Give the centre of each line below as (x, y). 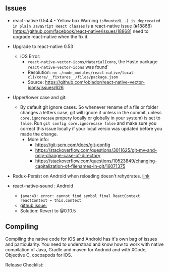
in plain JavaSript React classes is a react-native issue (72, 26)
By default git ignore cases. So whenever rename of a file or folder (89, 107)
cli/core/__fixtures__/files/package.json (73, 77)
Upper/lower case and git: (40, 97)
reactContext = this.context (51, 200)
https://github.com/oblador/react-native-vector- (95, 82)
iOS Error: (30, 56)
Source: (36, 82)
